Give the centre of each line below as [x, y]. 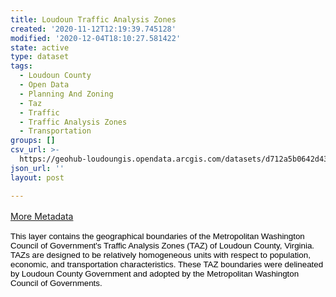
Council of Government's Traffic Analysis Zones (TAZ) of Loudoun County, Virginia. [162, 245]
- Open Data [44, 85]
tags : [21, 66]
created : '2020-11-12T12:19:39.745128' [93, 29]
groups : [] [33, 141]
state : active [40, 47]
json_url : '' [37, 168]
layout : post [37, 177]
